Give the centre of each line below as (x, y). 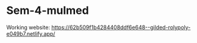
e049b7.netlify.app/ (31, 33)
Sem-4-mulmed (48, 11)
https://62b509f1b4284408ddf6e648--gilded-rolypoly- (121, 27)
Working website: (28, 27)
